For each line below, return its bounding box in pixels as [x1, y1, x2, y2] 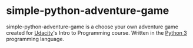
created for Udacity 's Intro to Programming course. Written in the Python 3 [6, 29, 187, 36]
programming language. [6, 35, 65, 42]
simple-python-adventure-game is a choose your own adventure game [6, 23, 178, 30]
